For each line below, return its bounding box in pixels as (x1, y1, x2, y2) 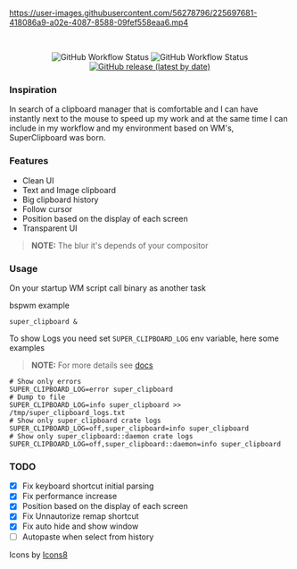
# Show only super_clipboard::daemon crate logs (9, 431, 194, 441)
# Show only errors (9, 377, 82, 386)
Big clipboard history (21, 194, 99, 205)
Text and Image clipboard (21, 184, 117, 195)
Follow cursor (21, 203, 73, 214)
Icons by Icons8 (9, 549, 69, 560)
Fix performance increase (21, 491, 118, 502)
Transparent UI (21, 223, 78, 234)
